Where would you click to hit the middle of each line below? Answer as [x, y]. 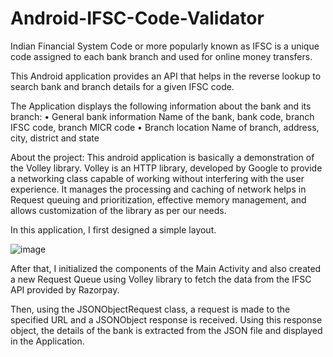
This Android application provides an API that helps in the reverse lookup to [166, 76]
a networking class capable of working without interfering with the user [157, 178]
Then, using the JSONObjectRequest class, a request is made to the [150, 309]
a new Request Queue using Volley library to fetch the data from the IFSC [161, 279]
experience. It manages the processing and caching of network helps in [158, 189]
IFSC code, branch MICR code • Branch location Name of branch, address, [165, 127]
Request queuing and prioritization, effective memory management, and [158, 199]
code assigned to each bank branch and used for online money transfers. [161, 56]
